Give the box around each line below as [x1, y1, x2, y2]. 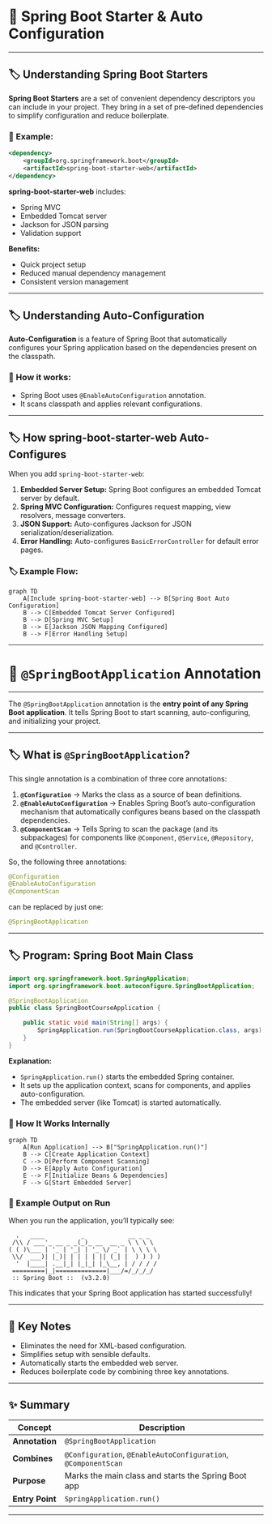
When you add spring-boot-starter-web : [8, 469, 145, 479]
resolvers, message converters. [19, 511, 126, 520]
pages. [19, 545, 44, 554]
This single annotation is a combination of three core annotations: [8, 773, 227, 783]
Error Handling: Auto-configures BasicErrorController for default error [19, 537, 259, 546]
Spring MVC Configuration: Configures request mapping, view [19, 502, 232, 512]
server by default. [19, 494, 79, 503]
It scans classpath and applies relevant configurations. [19, 399, 202, 409]
